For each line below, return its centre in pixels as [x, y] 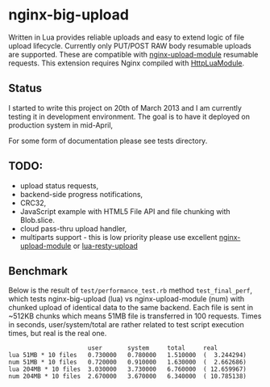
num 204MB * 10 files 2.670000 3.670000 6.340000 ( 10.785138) [128, 376]
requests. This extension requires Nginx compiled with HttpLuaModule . [127, 63]
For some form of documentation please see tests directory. [108, 141]
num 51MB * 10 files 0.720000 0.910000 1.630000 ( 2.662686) [128, 362]
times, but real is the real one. [58, 334]
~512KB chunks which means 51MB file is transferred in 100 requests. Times [135, 316]
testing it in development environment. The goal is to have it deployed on [129, 116]
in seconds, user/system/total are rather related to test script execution [126, 325]
